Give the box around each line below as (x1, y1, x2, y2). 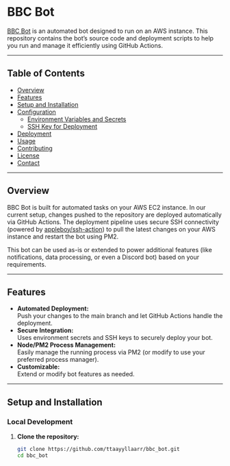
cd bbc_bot (16, 452, 49, 459)
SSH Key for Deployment (27, 122, 98, 130)
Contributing (16, 144, 53, 152)
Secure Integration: (16, 326, 74, 334)
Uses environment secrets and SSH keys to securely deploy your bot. (16, 334, 214, 342)
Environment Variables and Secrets (27, 114, 127, 123)
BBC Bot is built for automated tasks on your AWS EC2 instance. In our (7, 203, 206, 211)
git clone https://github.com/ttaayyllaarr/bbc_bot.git (16, 446, 180, 453)
